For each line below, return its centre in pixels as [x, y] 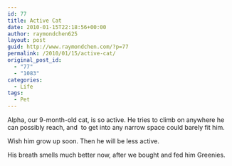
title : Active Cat [35, 21]
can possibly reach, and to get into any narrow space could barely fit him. [116, 127]
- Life [23, 87]
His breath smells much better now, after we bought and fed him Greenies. [116, 155]
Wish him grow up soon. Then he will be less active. [84, 141]
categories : [25, 80]
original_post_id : [35, 60]
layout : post [27, 40]
